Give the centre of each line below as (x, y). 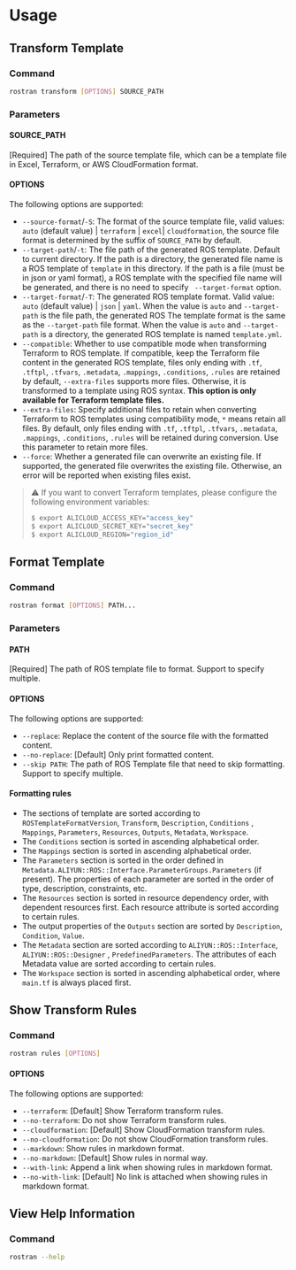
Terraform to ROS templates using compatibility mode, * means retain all (154, 419)
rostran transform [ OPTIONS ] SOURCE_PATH (87, 91)
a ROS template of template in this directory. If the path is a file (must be (153, 269)
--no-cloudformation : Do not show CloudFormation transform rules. (145, 1139)
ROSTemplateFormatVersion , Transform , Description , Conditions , (138, 822)
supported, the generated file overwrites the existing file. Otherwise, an (152, 466)
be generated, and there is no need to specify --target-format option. (152, 288)
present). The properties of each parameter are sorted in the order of (148, 879)
